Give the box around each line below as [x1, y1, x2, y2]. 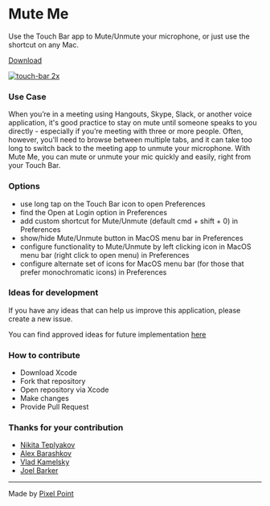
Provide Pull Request [19, 402, 89, 412]
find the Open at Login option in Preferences [19, 207, 167, 217]
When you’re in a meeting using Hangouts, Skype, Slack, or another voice [8, 109, 252, 119]
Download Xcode [19, 368, 78, 377]
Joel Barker [19, 466, 59, 475]
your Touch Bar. [8, 161, 61, 170]
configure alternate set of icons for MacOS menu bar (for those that [19, 259, 244, 268]
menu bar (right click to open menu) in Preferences [19, 250, 190, 259]
